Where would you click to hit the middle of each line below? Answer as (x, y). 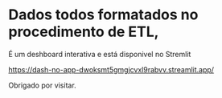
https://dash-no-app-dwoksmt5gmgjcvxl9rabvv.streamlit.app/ (111, 69)
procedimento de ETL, (84, 32)
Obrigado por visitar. (42, 85)
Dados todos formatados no (103, 15)
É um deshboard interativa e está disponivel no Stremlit (100, 54)
